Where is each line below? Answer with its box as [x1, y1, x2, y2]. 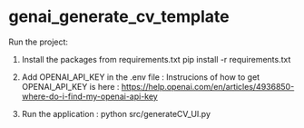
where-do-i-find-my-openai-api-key [21, 91, 158, 102]
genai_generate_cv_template [8, 6, 230, 27]
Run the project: [8, 36, 69, 47]
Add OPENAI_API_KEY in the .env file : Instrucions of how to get [21, 71, 260, 83]
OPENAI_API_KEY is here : [21, 81, 120, 92]
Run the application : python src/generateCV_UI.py [21, 108, 211, 119]
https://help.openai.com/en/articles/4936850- [121, 81, 295, 92]
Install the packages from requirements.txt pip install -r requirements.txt [21, 54, 291, 64]
